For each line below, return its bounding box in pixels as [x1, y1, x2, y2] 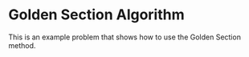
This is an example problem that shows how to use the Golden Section [8, 32, 241, 42]
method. [8, 40, 36, 50]
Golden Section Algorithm [8, 6, 185, 24]
